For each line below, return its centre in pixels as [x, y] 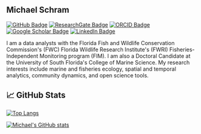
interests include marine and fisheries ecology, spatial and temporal [91, 69]
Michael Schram [38, 10]
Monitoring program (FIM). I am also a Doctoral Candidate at [115, 56]
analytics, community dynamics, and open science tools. [78, 75]
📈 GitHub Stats [36, 95]
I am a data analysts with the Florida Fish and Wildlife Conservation [90, 43]
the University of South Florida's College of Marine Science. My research [98, 62]
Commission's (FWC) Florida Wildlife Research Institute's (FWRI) [87, 49]
